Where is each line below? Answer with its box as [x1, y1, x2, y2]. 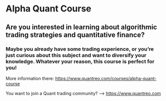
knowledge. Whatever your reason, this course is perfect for [5, 58, 155, 65]
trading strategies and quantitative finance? [5, 30, 145, 39]
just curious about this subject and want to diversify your [5, 52, 147, 59]
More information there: [5, 75, 54, 81]
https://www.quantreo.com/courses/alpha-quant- [55, 75, 157, 81]
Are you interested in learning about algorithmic [5, 23, 158, 31]
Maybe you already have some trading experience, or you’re [5, 45, 154, 52]
